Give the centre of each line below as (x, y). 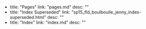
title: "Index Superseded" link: (40, 12)
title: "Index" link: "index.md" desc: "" (48, 22)
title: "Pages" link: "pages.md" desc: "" (49, 7)
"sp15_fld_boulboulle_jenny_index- (106, 12)
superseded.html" (28, 17)
